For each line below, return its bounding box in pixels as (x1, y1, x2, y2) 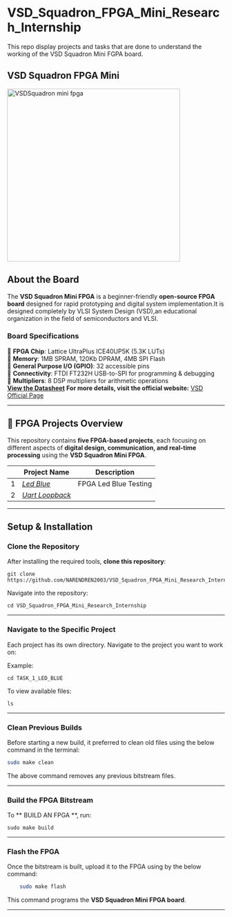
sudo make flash (19, 883, 67, 890)
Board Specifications (7, 331, 79, 341)
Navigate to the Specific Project (7, 624, 116, 634)
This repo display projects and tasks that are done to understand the (7, 42, 202, 50)
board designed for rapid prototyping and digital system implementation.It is (7, 299, 224, 308)
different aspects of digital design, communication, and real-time (7, 443, 197, 452)
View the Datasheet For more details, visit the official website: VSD (7, 384, 204, 392)
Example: (7, 661, 34, 669)
